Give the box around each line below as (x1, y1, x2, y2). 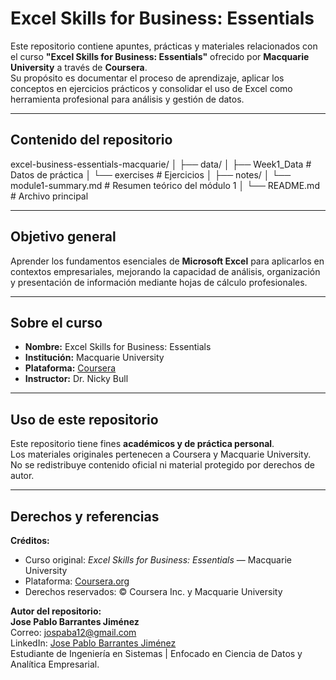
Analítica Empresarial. (10, 658, 100, 670)
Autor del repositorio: (10, 605, 102, 617)
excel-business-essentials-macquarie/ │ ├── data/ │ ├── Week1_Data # (10, 158, 312, 170)
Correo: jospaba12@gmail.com (10, 627, 137, 638)
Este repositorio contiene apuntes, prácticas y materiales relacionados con (10, 40, 318, 52)
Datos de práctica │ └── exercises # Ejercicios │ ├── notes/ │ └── (10, 168, 292, 181)
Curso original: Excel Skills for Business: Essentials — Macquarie (24, 554, 292, 566)
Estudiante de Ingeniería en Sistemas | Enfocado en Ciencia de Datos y (10, 648, 303, 659)
